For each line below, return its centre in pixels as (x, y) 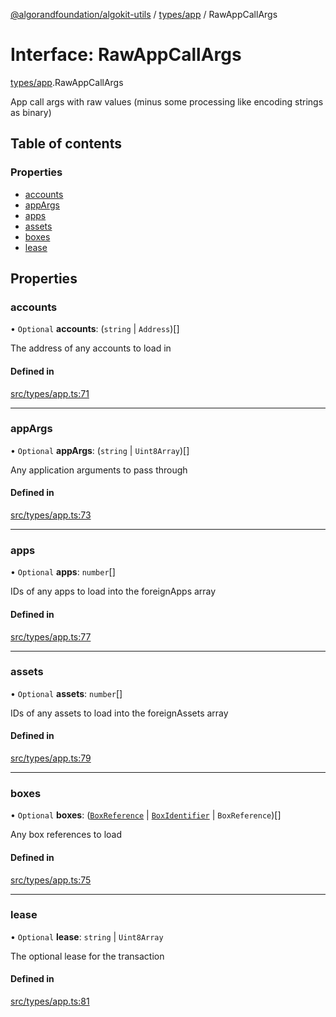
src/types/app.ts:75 (51, 880)
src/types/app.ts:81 (50, 1001)
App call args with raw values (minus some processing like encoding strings (167, 101)
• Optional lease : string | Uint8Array (87, 936)
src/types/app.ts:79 (51, 758)
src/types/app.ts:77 (51, 636)
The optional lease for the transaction (87, 956)
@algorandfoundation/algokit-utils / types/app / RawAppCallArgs (144, 14)
